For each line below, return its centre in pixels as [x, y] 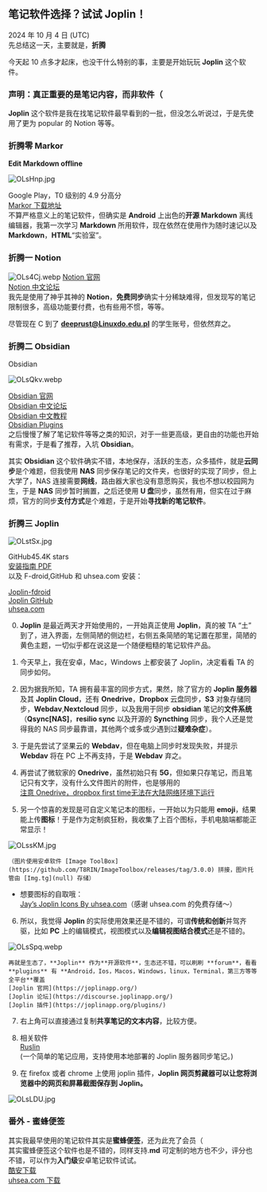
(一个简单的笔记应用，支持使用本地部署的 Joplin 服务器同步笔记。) [126, 1057]
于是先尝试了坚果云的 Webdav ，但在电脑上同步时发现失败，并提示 [129, 746]
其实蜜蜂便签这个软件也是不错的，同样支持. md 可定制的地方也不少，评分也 [130, 1150]
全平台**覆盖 [27, 980]
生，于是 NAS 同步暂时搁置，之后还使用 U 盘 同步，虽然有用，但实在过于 [126, 491]
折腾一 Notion [35, 258]
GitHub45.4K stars [39, 557]
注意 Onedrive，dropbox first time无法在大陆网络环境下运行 [117, 793]
